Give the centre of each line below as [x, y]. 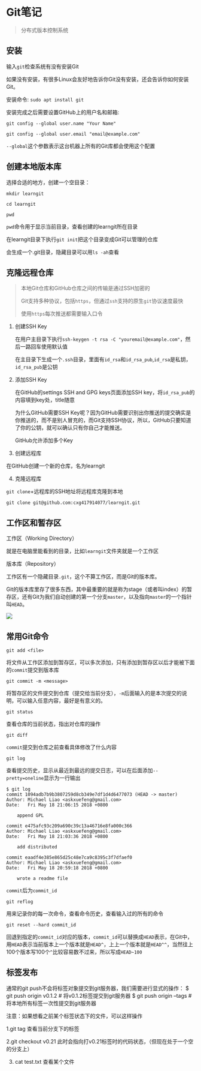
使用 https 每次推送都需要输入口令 [62, 314]
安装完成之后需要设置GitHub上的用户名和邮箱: [63, 112]
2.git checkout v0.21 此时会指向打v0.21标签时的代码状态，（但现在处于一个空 [100, 1041]
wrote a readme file [42, 878]
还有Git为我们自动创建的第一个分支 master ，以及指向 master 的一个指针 [107, 597]
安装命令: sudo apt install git [45, 99]
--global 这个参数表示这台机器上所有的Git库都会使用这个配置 [81, 146]
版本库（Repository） [33, 564]
